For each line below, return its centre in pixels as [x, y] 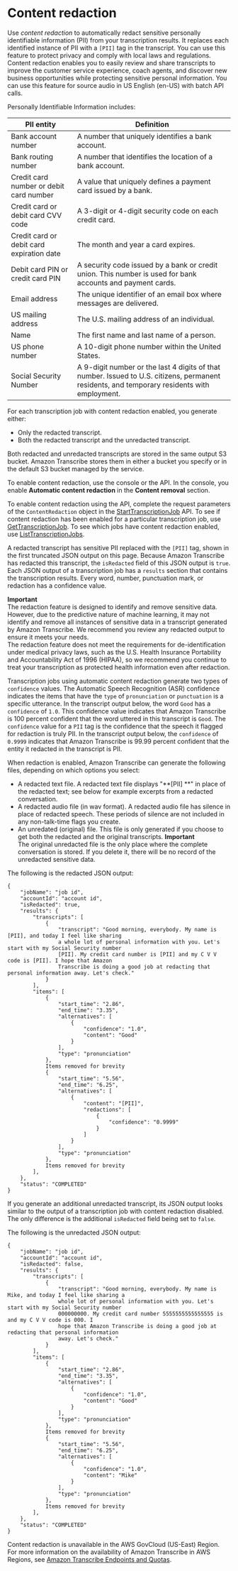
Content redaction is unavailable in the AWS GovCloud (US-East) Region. [114, 1544]
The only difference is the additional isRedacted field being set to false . [112, 1218]
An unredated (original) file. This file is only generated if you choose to [121, 829]
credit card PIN [36, 278]
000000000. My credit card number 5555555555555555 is [140, 1314]
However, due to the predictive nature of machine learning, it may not [109, 614]
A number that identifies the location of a [145, 156]
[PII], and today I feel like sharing [64, 936]
